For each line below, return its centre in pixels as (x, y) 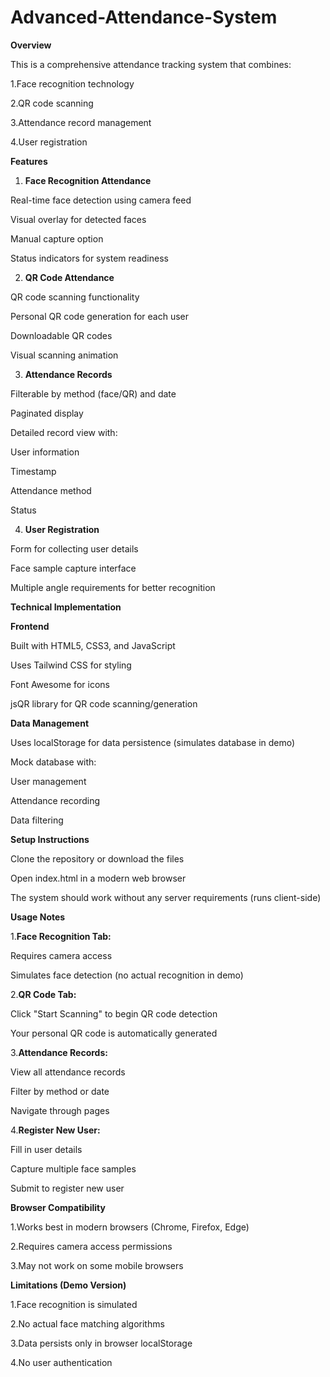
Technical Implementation (66, 607)
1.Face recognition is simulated (74, 1304)
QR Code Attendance (69, 277)
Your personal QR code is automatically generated (114, 1033)
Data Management (50, 723)
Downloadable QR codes (61, 335)
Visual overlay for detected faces (78, 219)
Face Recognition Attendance (88, 180)
